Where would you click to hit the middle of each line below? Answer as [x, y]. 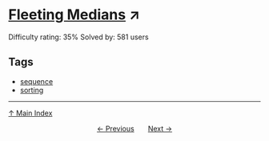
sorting [32, 90]
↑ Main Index [30, 113]
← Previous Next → [134, 128]
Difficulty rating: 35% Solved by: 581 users [79, 37]
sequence [36, 81]
